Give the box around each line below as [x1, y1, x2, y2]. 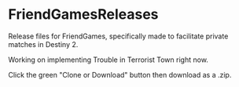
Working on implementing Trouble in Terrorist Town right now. [8, 55, 208, 64]
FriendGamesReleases [8, 5, 159, 24]
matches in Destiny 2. [8, 39, 79, 49]
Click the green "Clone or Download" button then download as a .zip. [8, 70, 232, 79]
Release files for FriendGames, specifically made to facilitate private [8, 31, 229, 41]
